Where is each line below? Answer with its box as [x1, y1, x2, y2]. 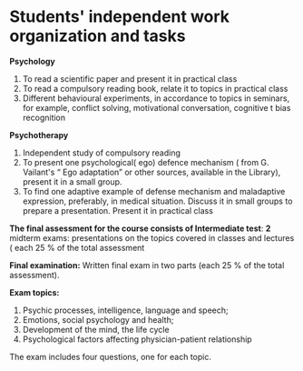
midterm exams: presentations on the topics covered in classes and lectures [9, 232, 295, 243]
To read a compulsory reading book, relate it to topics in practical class [22, 83, 288, 94]
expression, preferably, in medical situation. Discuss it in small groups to [22, 196, 293, 206]
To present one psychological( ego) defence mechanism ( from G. [22, 156, 269, 167]
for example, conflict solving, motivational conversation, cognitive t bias [22, 102, 291, 113]
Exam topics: [9, 286, 60, 297]
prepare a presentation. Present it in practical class [22, 205, 213, 216]
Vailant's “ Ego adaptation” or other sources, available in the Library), [22, 166, 281, 177]
